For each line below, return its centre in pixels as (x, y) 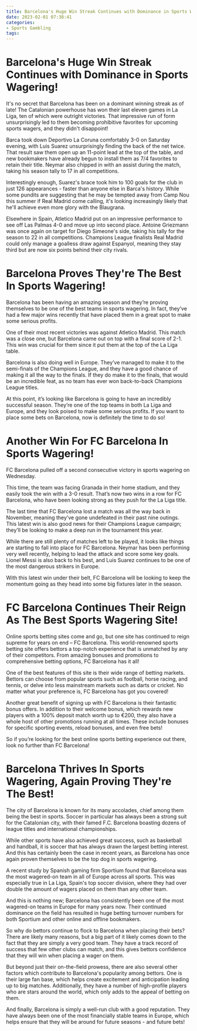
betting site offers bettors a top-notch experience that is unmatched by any (97, 648)
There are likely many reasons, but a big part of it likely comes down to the (96, 937)
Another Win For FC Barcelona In (87, 441)
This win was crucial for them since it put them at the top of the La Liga (92, 345)
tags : (13, 33)
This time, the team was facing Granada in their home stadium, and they (93, 487)
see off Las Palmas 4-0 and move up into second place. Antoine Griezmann (97, 225)
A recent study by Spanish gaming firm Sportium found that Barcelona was (96, 870)
